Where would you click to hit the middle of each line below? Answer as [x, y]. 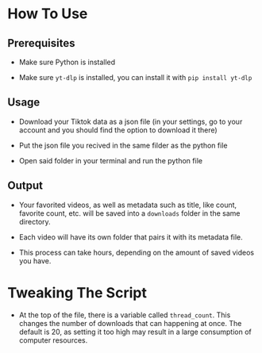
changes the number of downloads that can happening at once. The [130, 323]
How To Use [48, 14]
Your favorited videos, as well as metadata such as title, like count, [128, 205]
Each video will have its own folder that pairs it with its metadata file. [131, 237]
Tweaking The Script [77, 292]
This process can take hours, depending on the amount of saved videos [137, 252]
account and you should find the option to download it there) [118, 130]
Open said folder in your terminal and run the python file [111, 160]
